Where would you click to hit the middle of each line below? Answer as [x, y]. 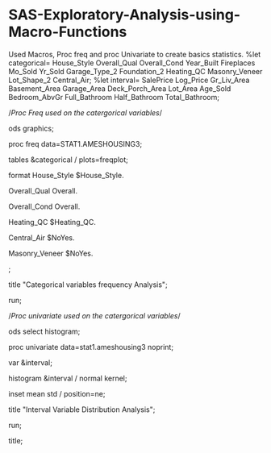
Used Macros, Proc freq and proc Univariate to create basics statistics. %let [135, 54]
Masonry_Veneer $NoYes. [51, 253]
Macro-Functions [68, 32]
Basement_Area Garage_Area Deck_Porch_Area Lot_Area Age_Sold [120, 88]
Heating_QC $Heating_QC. [52, 222]
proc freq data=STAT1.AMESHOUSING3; [75, 143]
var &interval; [30, 362]
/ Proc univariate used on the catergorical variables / [95, 315]
